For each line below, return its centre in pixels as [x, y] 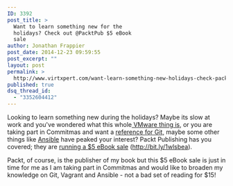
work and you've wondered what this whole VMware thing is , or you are [110, 125]
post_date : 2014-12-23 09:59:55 [54, 53]
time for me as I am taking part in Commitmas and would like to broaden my [115, 168]
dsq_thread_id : [29, 91]
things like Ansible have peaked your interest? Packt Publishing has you [110, 139]
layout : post [26, 65]
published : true [31, 85]
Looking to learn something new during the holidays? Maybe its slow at [109, 117]
